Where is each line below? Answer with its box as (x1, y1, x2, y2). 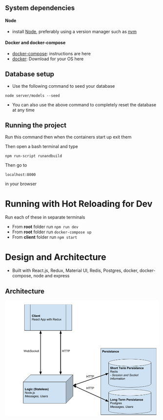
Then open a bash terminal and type (5, 144, 78, 149)
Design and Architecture (5, 251, 106, 263)
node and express (33, 273, 70, 279)
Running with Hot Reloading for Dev (5, 198, 153, 209)
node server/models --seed (5, 93, 60, 98)
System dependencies (5, 4, 75, 12)
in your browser (5, 181, 37, 187)
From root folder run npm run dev (12, 224, 79, 230)
